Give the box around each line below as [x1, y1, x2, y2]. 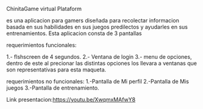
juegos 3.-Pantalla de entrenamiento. [6, 84, 99, 91]
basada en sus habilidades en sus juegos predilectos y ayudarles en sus [6, 24, 188, 30]
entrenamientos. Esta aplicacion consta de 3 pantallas [6, 30, 142, 37]
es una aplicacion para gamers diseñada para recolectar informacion [6, 17, 180, 24]
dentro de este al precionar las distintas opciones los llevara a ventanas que [6, 60, 197, 67]
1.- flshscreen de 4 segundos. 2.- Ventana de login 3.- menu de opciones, [6, 53, 192, 60]
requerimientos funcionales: [6, 42, 77, 48]
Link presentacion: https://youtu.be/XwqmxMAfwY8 [6, 96, 136, 103]
